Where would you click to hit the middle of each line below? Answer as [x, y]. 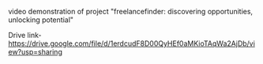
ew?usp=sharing [36, 52]
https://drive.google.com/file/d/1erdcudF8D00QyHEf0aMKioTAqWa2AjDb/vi [131, 43]
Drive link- [25, 35]
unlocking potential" [41, 20]
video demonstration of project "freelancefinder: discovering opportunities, [131, 11]
